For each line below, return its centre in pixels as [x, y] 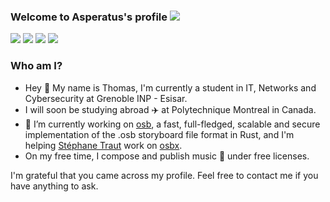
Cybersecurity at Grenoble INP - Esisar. [106, 98]
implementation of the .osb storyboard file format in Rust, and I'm [159, 134]
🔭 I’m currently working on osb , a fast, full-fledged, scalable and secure [172, 124]
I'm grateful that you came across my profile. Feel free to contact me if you [164, 175]
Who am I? [36, 66]
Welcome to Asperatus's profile [89, 17]
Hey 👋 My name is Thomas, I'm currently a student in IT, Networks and [170, 87]
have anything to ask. [54, 186]
